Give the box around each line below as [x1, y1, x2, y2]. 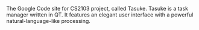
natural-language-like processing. [6, 18, 90, 24]
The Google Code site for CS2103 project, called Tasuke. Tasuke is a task [6, 5, 189, 12]
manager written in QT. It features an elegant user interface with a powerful [6, 11, 194, 18]
